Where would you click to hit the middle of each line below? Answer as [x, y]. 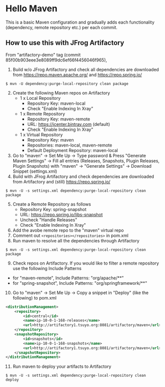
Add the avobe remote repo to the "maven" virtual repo [68, 230]
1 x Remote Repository [42, 114]
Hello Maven [32, 9]
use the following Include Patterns [47, 268]
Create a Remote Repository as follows [52, 204]
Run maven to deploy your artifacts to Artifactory [62, 366]
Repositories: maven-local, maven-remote [70, 145]
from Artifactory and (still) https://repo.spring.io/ [61, 181]
